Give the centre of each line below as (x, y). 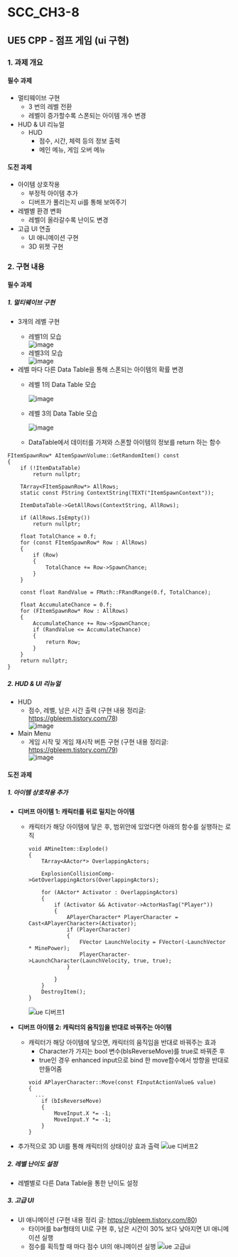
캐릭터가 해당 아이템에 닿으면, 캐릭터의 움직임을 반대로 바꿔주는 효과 (122, 1042)
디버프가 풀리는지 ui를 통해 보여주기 (77, 202)
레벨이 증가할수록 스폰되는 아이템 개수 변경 (87, 115)
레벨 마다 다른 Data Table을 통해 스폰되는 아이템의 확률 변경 (101, 369)
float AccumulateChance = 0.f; (66, 605)
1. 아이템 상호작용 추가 (38, 792)
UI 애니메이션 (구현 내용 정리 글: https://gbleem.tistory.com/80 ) (107, 1219)
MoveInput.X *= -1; (82, 1113)
